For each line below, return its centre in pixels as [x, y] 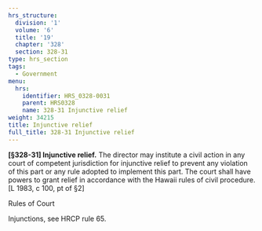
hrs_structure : [33, 15]
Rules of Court [31, 203]
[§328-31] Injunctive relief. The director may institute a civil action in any [127, 155]
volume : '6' [35, 30]
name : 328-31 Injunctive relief [75, 111]
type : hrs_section [38, 60]
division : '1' [38, 23]
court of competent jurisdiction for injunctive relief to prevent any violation [128, 163]
